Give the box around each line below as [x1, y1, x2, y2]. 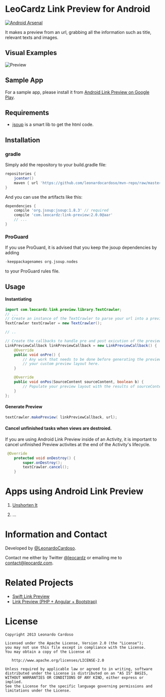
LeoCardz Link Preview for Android [5, 3, 151, 15]
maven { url [14, 181, 38, 185]
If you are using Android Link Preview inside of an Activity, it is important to [5, 436, 157, 442]
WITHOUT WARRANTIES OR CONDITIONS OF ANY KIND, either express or [5, 675, 144, 680]
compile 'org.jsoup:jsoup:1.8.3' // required [14, 208, 109, 213]
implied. [5, 679, 23, 684]
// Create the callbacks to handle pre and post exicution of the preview [5, 338, 162, 344]
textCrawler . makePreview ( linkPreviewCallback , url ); [5, 415, 118, 420]
